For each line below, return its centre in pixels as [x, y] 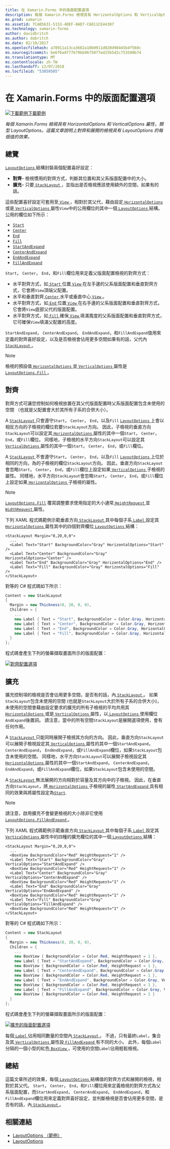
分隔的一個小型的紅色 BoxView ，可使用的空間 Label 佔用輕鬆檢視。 [73, 1048]
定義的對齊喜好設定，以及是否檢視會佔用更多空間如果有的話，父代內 [76, 339]
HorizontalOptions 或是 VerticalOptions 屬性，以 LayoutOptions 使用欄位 [81, 714]
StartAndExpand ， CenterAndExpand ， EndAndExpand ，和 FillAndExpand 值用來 [83, 332]
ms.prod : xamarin [24, 19]
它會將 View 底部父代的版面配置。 [46, 309]
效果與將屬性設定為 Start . [40, 793]
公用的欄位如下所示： [27, 215]
